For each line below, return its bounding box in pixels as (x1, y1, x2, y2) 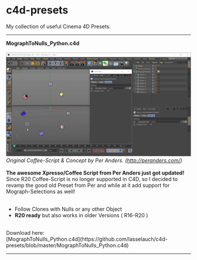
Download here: (6, 230, 45, 237)
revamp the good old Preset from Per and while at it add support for (6, 182, 170, 189)
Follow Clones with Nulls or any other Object (14, 206, 122, 213)
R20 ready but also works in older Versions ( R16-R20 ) (14, 212, 148, 219)
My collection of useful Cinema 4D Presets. (6, 23, 111, 30)
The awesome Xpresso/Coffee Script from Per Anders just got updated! (6, 169, 185, 176)
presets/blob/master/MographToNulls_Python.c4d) (6, 242, 129, 249)
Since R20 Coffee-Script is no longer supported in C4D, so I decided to (6, 176, 178, 183)
